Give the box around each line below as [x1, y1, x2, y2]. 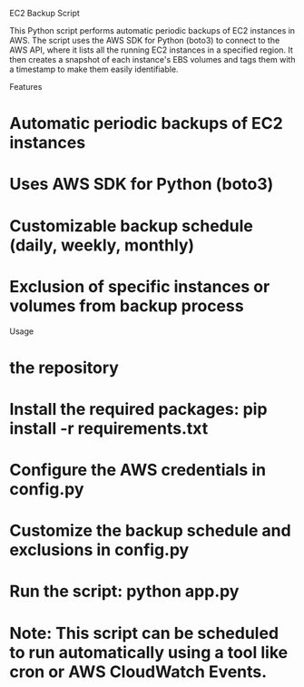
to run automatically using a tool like [9, 642, 289, 662]
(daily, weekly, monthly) [9, 235, 195, 255]
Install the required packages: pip [9, 398, 268, 419]
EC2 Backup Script [9, 8, 80, 18]
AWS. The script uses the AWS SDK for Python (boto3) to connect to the [9, 35, 280, 45]
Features [9, 82, 43, 92]
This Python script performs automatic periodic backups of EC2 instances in [9, 25, 296, 35]
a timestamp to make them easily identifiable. [9, 64, 179, 74]
